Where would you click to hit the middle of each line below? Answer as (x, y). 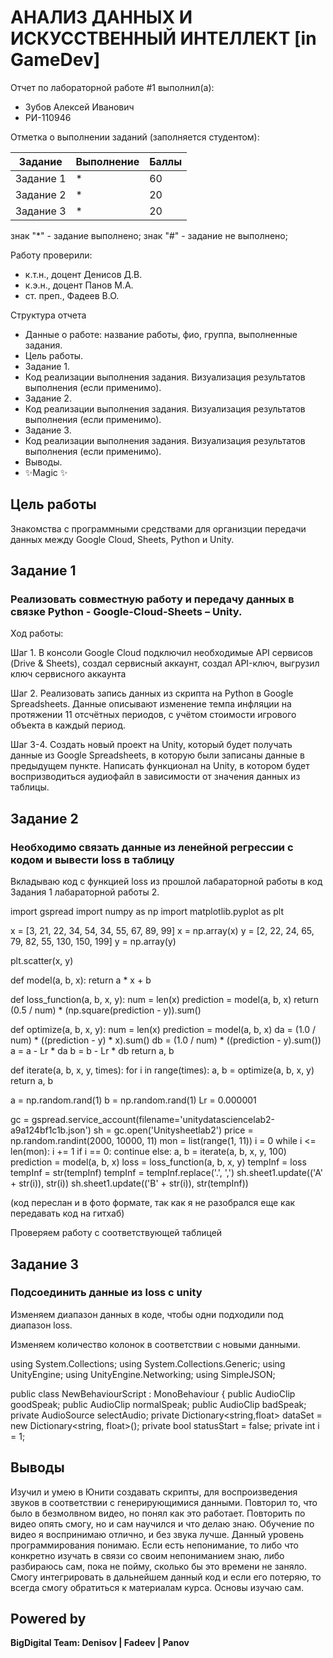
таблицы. (30, 787)
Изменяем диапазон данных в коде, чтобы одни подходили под (147, 1314)
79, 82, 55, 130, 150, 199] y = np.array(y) (93, 942)
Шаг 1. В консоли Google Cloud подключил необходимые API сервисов (162, 653)
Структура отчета (48, 315)
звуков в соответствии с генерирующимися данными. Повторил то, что (164, 1502)
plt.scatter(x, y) (42, 961)
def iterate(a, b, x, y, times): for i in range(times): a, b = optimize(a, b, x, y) (162, 1070)
